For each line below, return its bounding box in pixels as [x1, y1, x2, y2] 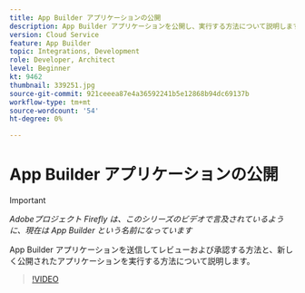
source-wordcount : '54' [9, 106, 100, 115]
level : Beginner [9, 64, 71, 73]
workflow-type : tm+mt [9, 97, 92, 107]
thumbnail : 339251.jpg [9, 81, 95, 90]
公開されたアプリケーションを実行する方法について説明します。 [16, 256, 255, 267]
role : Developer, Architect [9, 55, 116, 64]
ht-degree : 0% [9, 114, 64, 123]
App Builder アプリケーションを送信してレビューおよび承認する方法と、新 [9, 244, 286, 255]
